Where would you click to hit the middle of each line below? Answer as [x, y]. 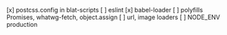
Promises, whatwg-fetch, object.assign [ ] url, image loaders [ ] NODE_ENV [113, 17]
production [22, 24]
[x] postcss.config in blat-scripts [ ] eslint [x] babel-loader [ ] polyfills [105, 10]
